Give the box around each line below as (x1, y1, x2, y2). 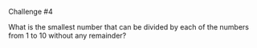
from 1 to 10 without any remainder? (8, 31, 127, 40)
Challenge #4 (8, 7, 54, 16)
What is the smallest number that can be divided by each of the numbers (8, 22, 249, 31)
